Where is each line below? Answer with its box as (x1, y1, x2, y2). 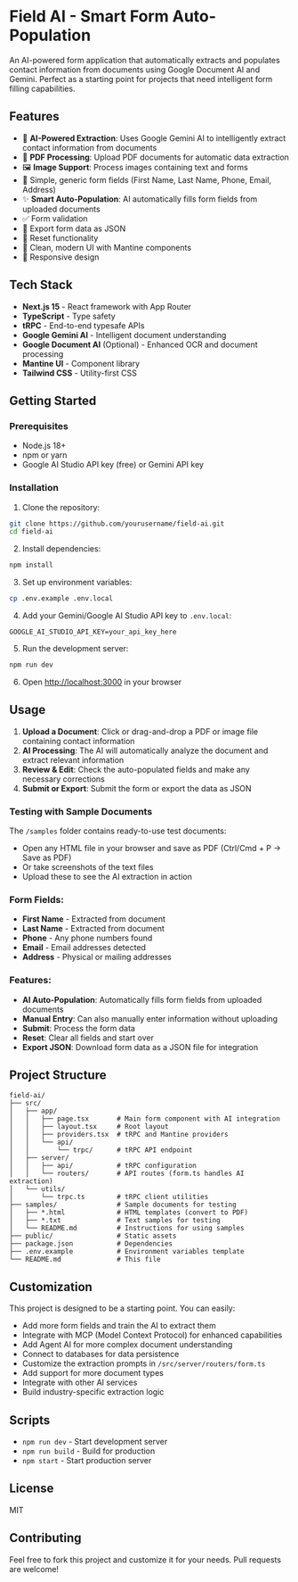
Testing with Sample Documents (9, 805, 153, 817)
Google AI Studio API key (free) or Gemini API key (21, 460, 205, 470)
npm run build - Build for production (21, 1445, 156, 1456)
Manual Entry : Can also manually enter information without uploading (21, 1013, 278, 1023)
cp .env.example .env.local (9, 594, 114, 603)
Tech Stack (9, 277, 73, 293)
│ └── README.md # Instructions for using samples (9, 1224, 245, 1233)
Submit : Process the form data (21, 1023, 136, 1033)
